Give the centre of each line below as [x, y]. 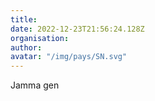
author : [26, 47]
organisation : [40, 38]
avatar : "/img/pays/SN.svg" [69, 57]
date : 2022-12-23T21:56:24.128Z [77, 29]
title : [24, 19]
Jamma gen [35, 85]
